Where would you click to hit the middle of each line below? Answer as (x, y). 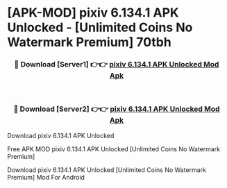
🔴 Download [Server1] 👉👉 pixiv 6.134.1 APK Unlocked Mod (117, 65)
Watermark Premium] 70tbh (89, 42)
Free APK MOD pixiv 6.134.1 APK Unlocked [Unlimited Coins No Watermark (114, 149)
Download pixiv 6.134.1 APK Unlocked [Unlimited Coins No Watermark (107, 170)
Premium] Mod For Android (46, 177)
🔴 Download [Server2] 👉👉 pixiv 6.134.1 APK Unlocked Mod (117, 109)
